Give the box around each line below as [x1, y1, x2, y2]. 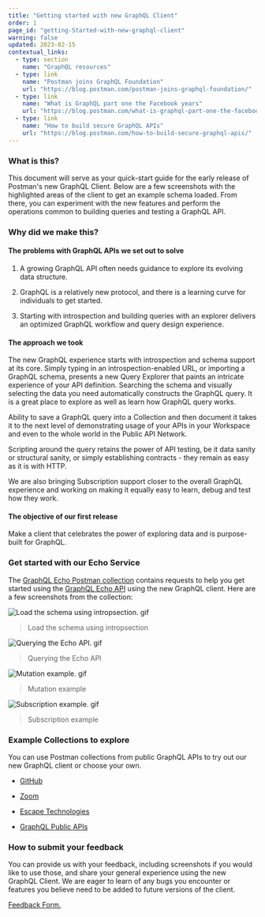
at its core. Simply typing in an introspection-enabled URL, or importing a [8, 364, 246, 373]
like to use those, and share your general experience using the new [8, 868, 226, 877]
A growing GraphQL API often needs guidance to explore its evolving [19, 264, 243, 274]
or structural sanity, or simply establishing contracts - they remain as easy [8, 453, 249, 462]
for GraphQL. [24, 538, 67, 547]
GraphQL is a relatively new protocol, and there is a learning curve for [19, 288, 246, 297]
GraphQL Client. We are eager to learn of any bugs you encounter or [8, 877, 231, 886]
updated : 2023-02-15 [8, 41, 77, 49]
